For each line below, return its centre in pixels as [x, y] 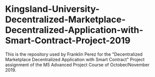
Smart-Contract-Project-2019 [68, 41]
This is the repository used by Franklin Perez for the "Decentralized [74, 54]
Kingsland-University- [52, 9]
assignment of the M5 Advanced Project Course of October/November [77, 65]
